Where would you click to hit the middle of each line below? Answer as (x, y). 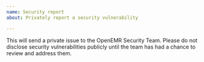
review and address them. (39, 53)
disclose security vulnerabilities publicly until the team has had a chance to (101, 47)
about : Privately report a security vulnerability (72, 18)
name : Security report (35, 12)
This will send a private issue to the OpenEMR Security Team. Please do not (102, 40)
